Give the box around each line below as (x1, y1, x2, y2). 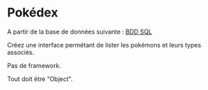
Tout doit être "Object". (7, 74, 73, 83)
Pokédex (7, 5, 59, 21)
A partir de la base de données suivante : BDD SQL (7, 27, 153, 36)
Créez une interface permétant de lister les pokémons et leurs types (7, 41, 202, 49)
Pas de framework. (7, 61, 62, 69)
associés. (7, 48, 35, 56)
